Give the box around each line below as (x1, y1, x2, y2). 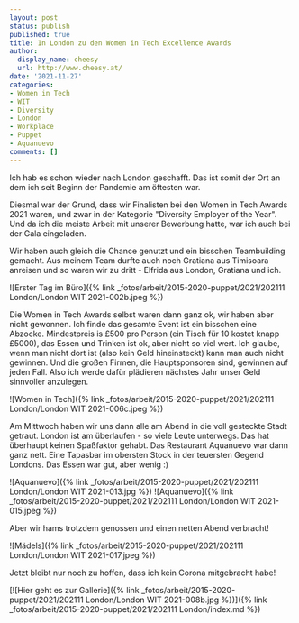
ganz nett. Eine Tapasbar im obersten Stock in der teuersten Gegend (9, 449, 264, 460)
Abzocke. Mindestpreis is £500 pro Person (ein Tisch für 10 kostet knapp (9, 328, 280, 339)
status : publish (9, 22, 70, 31)
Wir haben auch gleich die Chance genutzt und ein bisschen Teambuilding (9, 245, 285, 256)
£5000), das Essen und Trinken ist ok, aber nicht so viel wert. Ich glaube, (9, 337, 281, 348)
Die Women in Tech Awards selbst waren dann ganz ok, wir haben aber (9, 308, 275, 320)
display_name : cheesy (17, 55, 99, 64)
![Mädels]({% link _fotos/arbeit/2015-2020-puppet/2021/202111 (9, 540, 244, 551)
